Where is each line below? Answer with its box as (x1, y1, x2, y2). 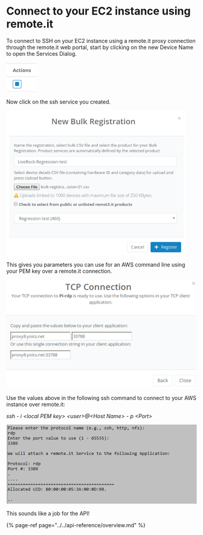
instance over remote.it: (6, 401, 65, 408)
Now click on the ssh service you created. (6, 98, 111, 105)
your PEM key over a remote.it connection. (6, 267, 112, 274)
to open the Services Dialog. (6, 50, 77, 57)
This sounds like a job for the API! (6, 510, 90, 517)
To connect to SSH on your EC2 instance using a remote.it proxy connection (6, 37, 196, 44)
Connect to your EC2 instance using (6, 4, 191, 18)
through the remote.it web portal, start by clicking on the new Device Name (6, 44, 193, 51)
